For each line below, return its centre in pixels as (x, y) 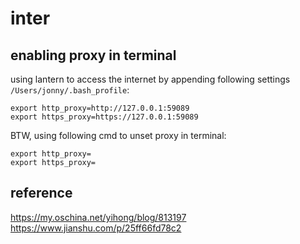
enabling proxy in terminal (93, 55)
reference (41, 193)
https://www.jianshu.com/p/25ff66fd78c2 (96, 228)
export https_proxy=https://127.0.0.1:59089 (104, 117)
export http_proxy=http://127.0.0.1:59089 (100, 108)
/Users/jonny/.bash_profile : (70, 90)
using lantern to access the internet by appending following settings (150, 79)
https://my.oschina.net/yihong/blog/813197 (98, 217)
